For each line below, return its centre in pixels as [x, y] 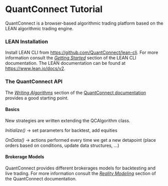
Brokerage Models [25, 157]
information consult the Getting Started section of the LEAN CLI [71, 58]
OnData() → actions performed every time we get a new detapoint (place [81, 140]
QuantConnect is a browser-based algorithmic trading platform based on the [84, 23]
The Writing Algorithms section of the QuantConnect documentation [76, 92]
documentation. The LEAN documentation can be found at [65, 63]
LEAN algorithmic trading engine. [39, 28]
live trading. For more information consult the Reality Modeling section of [81, 173]
